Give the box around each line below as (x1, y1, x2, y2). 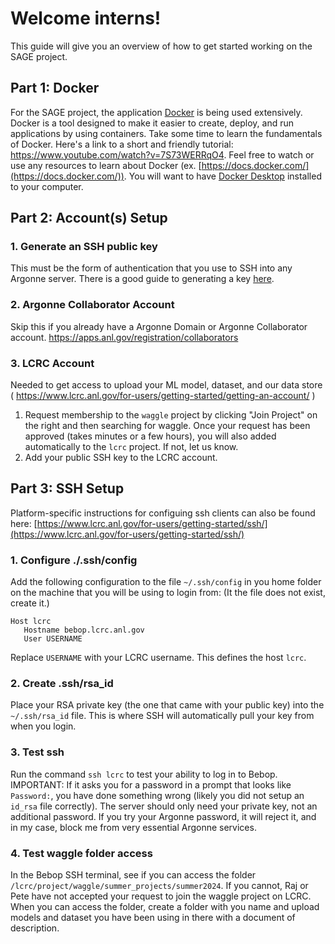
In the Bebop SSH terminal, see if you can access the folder (10, 869, 257, 881)
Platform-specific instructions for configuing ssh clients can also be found (10, 507, 316, 519)
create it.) (10, 597, 50, 609)
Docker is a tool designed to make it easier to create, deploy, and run (10, 117, 294, 129)
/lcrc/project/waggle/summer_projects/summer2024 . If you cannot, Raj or (10, 880, 309, 892)
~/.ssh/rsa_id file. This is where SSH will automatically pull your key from (10, 710, 315, 722)
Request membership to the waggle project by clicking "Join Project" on (24, 409, 318, 421)
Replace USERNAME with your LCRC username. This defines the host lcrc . (10, 652, 307, 664)
